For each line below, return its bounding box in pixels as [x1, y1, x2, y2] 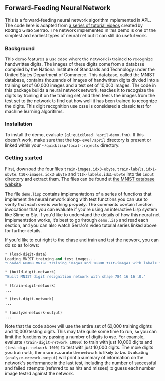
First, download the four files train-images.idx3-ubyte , [5, 166, 116, 172]
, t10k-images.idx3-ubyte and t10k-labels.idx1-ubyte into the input [16, 171, 154, 176]
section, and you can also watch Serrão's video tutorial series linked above [5, 222, 157, 228]
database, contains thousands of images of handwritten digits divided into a [5, 77, 159, 83]
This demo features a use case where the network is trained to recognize [5, 56, 153, 62]
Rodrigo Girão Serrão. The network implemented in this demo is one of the [5, 27, 156, 33]
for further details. [5, 227, 42, 233]
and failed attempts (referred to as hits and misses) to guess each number [5, 365, 155, 371]
